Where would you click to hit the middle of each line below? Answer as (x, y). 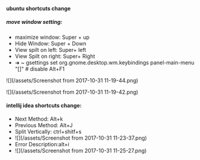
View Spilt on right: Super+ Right (55, 56)
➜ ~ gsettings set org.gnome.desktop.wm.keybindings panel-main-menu (104, 62)
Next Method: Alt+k (39, 119)
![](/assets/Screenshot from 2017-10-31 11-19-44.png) (72, 80)
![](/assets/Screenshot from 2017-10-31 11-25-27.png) (81, 150)
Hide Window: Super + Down (50, 43)
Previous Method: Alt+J (44, 125)
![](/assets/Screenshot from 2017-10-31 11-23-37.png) (81, 138)
